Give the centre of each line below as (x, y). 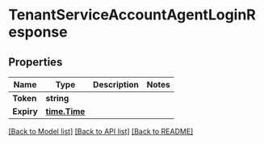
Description (116, 85)
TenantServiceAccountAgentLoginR (132, 15)
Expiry (25, 111)
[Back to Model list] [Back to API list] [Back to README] (101, 131)
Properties (36, 62)
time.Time (65, 111)
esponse (38, 32)
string (57, 98)
